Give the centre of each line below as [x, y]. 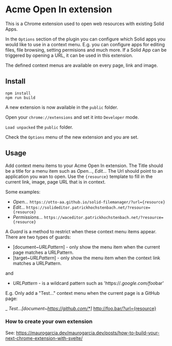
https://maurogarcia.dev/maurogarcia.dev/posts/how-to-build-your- [88, 333]
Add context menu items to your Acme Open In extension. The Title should [84, 166]
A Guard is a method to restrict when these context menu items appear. [81, 231]
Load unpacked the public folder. [39, 127]
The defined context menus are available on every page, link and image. [82, 65]
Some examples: [23, 192]
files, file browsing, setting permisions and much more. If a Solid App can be [86, 50]
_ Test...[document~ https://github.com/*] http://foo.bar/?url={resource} [81, 308]
